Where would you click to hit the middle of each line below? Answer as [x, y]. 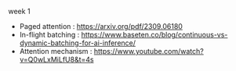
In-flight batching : [49, 35]
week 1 [19, 11]
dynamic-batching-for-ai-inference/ [77, 43]
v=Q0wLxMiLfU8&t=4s [56, 59]
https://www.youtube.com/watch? [149, 51]
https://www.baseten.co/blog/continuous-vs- [154, 35]
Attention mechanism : [56, 51]
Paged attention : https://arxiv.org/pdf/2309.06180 [101, 26]
